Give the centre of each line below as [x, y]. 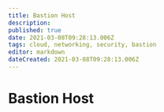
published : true [35, 30]
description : [30, 23]
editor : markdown [37, 52]
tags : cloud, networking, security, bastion [82, 45]
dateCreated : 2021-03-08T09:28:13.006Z [74, 60]
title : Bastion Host [42, 15]
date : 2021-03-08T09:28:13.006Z [61, 37]
